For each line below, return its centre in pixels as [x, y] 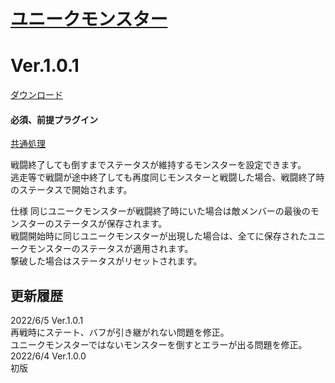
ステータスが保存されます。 [110, 224]
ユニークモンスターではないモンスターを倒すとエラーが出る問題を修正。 [159, 345]
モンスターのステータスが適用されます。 [110, 249]
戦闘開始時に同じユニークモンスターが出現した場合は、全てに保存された [159, 236]
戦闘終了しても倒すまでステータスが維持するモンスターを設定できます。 [158, 165]
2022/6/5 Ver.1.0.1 [47, 321]
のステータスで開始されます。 [71, 190]
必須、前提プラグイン [54, 119]
